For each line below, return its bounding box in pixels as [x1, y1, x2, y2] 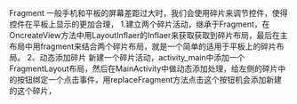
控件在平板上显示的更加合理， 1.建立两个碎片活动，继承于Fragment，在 [9, 19, 270, 29]
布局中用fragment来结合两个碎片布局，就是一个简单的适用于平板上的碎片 [9, 41, 277, 52]
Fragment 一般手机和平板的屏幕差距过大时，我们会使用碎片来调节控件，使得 [9, 8, 288, 18]
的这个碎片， [9, 85, 56, 96]
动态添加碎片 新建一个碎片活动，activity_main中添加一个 [39, 52, 245, 62]
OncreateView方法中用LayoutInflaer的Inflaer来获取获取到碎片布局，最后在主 [9, 30, 288, 40]
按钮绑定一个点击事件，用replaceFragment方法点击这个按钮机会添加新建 [16, 75, 283, 84]
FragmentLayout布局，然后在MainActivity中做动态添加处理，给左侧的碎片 [9, 63, 278, 74]
